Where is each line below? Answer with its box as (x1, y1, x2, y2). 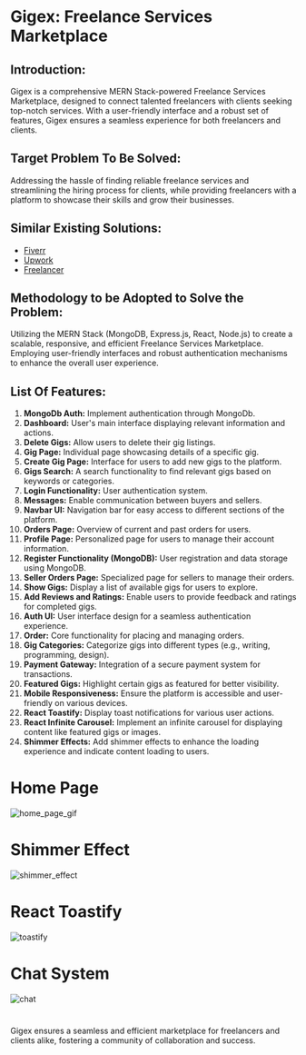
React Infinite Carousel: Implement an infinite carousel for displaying (23, 717, 283, 728)
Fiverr (23, 244, 46, 255)
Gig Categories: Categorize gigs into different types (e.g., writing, (23, 640, 271, 651)
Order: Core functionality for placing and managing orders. (23, 630, 244, 642)
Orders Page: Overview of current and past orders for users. (23, 524, 252, 535)
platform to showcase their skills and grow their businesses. (10, 194, 235, 205)
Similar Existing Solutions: (10, 221, 163, 236)
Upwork (23, 254, 54, 265)
